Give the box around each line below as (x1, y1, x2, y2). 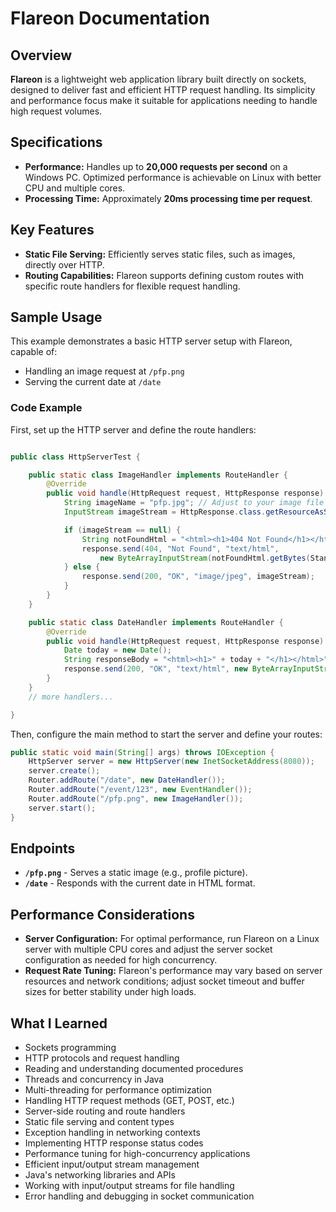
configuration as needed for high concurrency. (24, 954, 218, 966)
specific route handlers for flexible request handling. (24, 280, 241, 292)
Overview (10, 47, 73, 64)
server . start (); (28, 803, 97, 813)
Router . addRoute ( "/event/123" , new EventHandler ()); (28, 785, 253, 795)
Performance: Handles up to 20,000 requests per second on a (24, 160, 288, 172)
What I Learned (10, 1015, 108, 1032)
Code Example (10, 401, 83, 415)
